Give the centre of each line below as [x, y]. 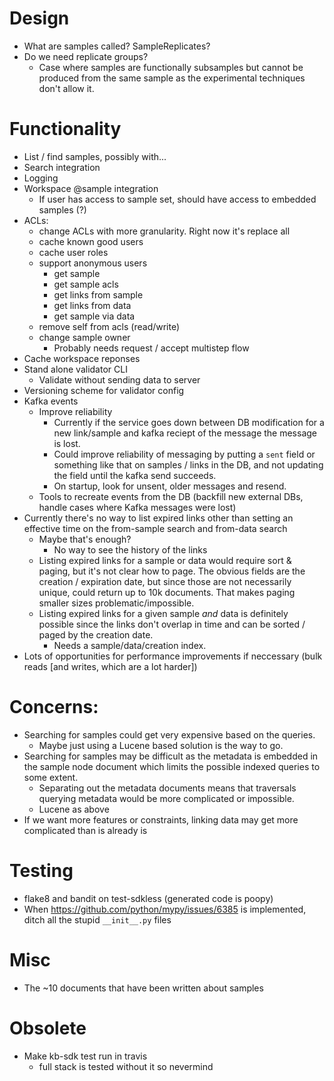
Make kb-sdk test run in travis [85, 1056]
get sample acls [86, 284]
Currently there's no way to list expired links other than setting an [158, 518]
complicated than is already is [85, 830]
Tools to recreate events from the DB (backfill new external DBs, [171, 496]
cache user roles [73, 252]
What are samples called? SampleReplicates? [117, 46]
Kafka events [51, 401]
